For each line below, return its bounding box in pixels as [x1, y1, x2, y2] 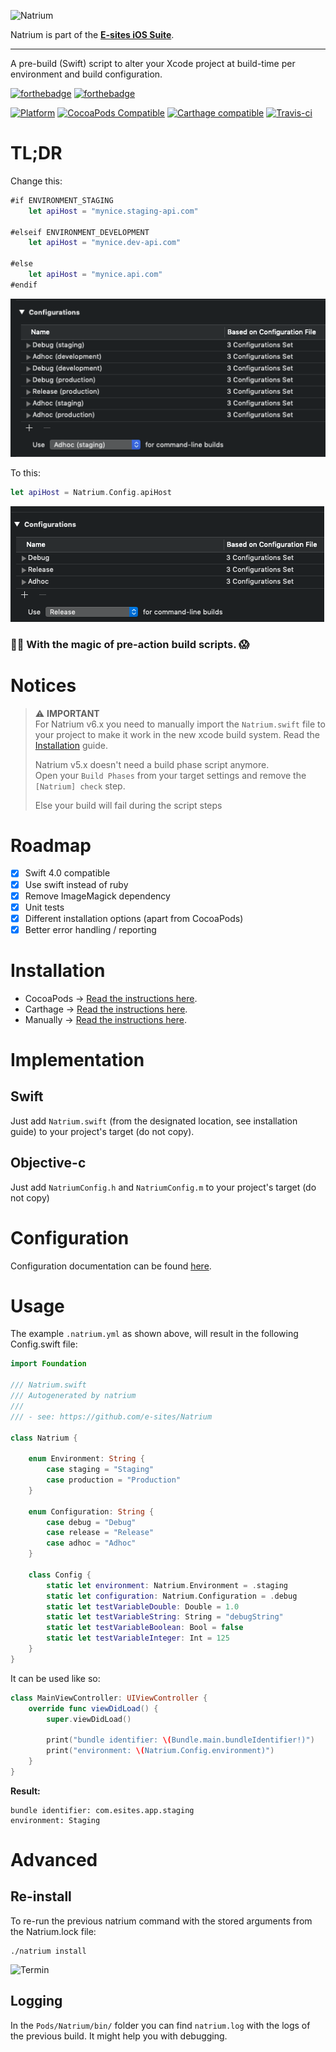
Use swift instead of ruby [24, 878, 129, 890]
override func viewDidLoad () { [28, 1703, 159, 1714]
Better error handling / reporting [24, 923, 157, 935]
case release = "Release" [46, 1528, 155, 1538]
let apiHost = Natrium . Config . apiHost [10, 487, 172, 497]
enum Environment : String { [28, 1454, 145, 1464]
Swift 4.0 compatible [24, 867, 111, 879]
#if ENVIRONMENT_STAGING [10, 195, 114, 205]
